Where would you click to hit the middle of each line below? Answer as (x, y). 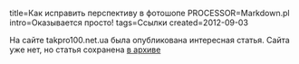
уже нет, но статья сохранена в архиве (85, 50)
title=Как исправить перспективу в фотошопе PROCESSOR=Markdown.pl (149, 13)
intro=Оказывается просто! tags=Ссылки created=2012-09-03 (129, 23)
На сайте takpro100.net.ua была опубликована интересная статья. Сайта (149, 40)
